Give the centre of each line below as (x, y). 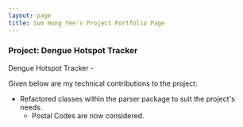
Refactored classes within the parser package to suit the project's (127, 98)
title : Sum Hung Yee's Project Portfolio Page (87, 23)
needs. (31, 107)
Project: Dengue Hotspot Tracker (73, 51)
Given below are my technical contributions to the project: (103, 83)
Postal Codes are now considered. (88, 115)
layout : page (30, 15)
